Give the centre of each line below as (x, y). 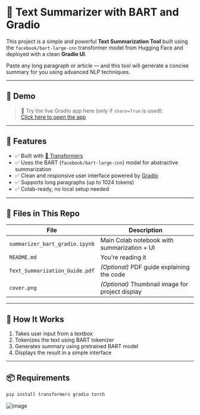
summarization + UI (128, 248)
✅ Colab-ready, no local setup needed (62, 189)
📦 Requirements (38, 378)
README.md (23, 258)
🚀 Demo (21, 96)
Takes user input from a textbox (54, 334)
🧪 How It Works (35, 319)
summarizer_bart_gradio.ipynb (52, 244)
